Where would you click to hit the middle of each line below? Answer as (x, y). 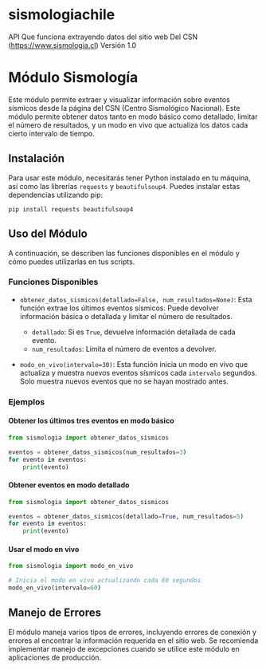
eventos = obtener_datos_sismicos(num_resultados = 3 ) (98, 452)
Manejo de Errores (55, 613)
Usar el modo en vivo (44, 549)
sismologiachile (62, 15)
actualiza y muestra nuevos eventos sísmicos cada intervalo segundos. (138, 372)
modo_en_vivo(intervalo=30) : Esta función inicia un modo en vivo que (134, 364)
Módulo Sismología (73, 78)
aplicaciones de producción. (55, 657)
